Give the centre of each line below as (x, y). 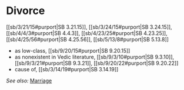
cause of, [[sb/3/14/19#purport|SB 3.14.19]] (66, 69)
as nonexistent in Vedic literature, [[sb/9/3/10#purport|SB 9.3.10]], (94, 57)
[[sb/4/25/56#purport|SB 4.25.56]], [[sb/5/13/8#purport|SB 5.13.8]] (88, 39)
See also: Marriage (29, 81)
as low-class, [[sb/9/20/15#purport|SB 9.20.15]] (72, 50)
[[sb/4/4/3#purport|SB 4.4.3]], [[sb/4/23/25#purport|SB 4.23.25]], (87, 33)
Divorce (26, 11)
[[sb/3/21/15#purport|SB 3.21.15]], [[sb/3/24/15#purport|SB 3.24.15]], (89, 27)
